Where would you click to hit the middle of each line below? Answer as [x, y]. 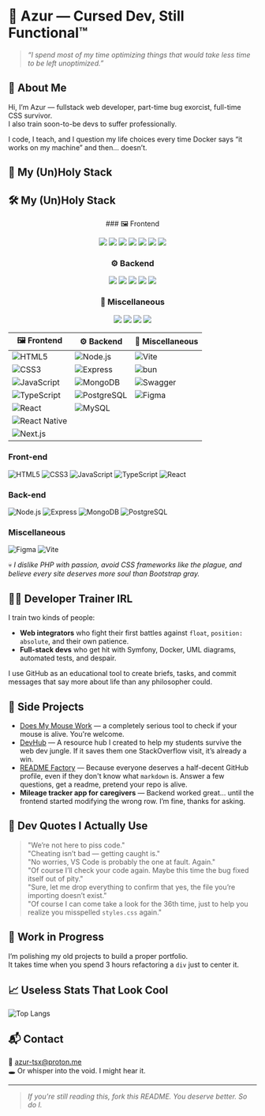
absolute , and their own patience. [74, 641]
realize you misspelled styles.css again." [95, 912]
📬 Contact [36, 1039]
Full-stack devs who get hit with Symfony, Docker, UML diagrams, [128, 650]
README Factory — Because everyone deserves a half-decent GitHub [134, 768]
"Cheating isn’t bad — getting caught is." [93, 853]
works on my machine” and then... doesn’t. [78, 147]
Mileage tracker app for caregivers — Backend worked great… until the [137, 793]
